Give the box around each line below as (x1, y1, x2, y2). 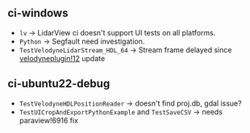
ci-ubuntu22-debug (7, 77, 110, 91)
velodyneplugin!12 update (19, 53, 106, 63)
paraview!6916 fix (19, 115, 78, 125)
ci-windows (7, 6, 69, 20)
